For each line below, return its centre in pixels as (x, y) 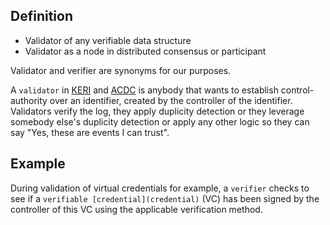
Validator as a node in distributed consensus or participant (145, 51)
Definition (41, 16)
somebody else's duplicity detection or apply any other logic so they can (160, 121)
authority (29, 100)
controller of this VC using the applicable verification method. (136, 209)
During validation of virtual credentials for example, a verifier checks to (160, 188)
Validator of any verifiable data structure (108, 40)
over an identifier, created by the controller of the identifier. (171, 100)
